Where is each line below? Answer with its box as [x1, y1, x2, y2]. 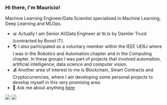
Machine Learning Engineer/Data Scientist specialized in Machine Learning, [5, 15, 161, 21]
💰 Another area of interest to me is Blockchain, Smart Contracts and [12, 67, 153, 73]
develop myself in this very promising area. [12, 79, 101, 85]
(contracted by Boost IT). [12, 38, 64, 44]
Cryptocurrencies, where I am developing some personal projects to [12, 74, 153, 80]
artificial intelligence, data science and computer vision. [12, 61, 127, 67]
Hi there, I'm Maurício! [5, 4, 60, 11]
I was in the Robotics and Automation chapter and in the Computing [12, 50, 152, 56]
